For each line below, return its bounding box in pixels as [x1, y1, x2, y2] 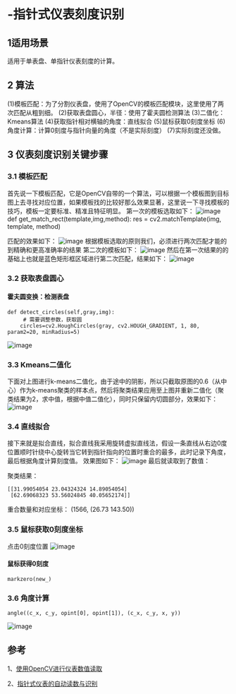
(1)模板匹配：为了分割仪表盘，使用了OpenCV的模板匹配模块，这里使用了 [7, 100, 218, 108]
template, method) [7, 222, 61, 230]
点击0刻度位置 [7, 542, 49, 551]
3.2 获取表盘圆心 [7, 273, 65, 283]
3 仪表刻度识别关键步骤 [7, 149, 108, 161]
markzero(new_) [7, 575, 52, 582]
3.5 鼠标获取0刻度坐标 [7, 525, 83, 534]
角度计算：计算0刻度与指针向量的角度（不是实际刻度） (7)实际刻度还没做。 [7, 126, 225, 134]
